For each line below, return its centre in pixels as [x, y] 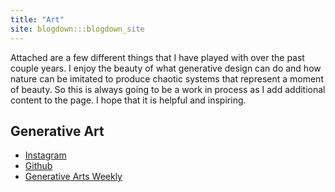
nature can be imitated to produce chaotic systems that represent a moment [167, 78]
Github [38, 166]
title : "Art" [37, 19]
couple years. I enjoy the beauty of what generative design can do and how [166, 68]
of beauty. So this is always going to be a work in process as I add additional [168, 89]
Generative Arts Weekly [73, 177]
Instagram [45, 155]
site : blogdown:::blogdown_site [77, 29]
